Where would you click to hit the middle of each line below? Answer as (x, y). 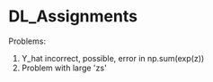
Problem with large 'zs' (64, 68)
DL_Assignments (73, 16)
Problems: (27, 41)
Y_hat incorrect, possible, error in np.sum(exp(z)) (113, 58)
